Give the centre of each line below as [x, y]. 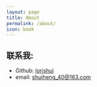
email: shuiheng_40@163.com [53, 77]
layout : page [23, 12]
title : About [23, 18]
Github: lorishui [34, 70]
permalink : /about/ [31, 23]
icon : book [20, 29]
